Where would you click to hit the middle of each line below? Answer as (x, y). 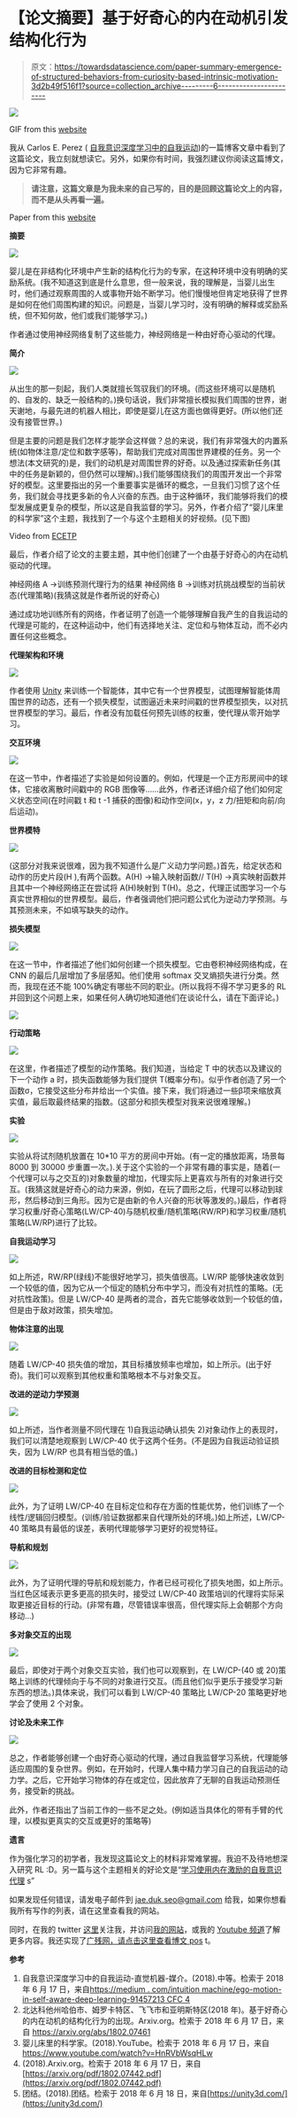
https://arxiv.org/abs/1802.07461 (91, 2032)
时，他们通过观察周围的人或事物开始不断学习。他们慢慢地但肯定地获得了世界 (148, 293)
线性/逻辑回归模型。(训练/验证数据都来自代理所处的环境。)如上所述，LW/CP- (147, 1517)
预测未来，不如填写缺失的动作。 (75, 910)
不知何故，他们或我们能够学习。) (90, 315)
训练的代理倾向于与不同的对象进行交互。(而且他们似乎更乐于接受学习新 (154, 1681)
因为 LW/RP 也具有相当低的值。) (81, 1451)
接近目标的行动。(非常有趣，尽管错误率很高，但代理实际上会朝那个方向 (154, 1605)
